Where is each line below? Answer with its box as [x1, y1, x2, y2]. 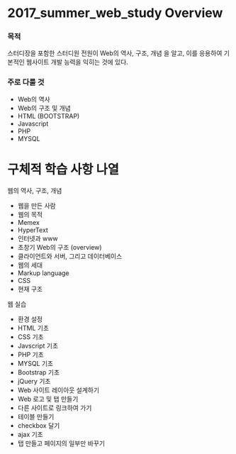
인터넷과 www [17, 234, 58, 243]
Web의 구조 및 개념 [17, 104, 71, 112]
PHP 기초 [17, 350, 44, 359]
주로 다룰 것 [7, 77, 45, 87]
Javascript [17, 119, 49, 128]
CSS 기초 [17, 332, 44, 341]
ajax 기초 [17, 430, 44, 438]
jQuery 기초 [17, 377, 51, 385]
